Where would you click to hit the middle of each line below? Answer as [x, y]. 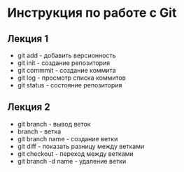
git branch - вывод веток [54, 124]
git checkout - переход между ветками [76, 153]
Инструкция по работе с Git [92, 13]
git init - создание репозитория [64, 63]
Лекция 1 [28, 39]
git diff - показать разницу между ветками [81, 146]
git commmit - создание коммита [67, 70]
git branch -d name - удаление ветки [72, 161]
